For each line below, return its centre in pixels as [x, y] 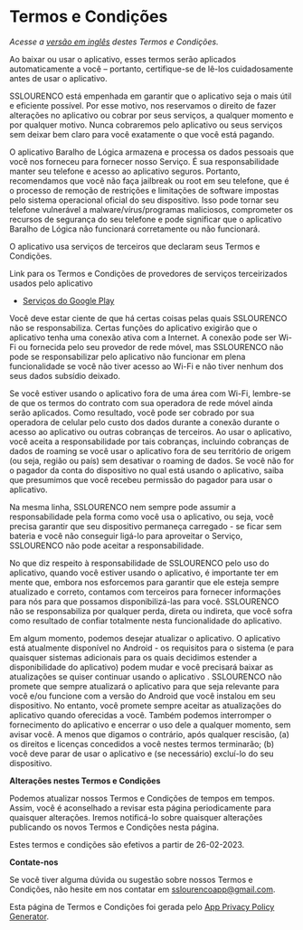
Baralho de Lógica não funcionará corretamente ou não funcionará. [135, 229]
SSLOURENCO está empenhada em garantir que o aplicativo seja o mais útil [151, 96]
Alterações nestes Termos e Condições [85, 781]
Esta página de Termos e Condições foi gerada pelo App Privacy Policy [142, 906]
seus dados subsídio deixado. [65, 375]
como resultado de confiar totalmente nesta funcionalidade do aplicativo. [146, 621]
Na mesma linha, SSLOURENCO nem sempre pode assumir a [123, 507]
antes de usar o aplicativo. [59, 78]
